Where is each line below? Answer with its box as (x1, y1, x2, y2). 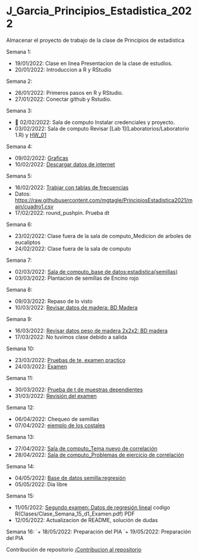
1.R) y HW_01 (14, 131, 46, 138)
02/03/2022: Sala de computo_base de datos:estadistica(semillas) (14, 268, 178, 275)
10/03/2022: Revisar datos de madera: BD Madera (14, 304, 138, 311)
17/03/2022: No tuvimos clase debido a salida (14, 333, 127, 341)
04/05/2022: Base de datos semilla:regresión (14, 474, 126, 481)
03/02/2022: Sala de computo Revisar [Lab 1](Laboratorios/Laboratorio (14, 125, 189, 132)
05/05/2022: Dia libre (14, 480, 68, 487)
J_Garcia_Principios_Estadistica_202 (6, 4, 192, 18)
